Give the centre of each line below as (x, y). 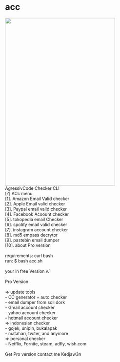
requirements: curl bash (29, 256)
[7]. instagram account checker (37, 230)
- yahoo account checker (30, 312)
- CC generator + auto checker (36, 297)
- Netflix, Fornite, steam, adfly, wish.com (46, 343)
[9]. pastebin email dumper (32, 240)
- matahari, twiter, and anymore (37, 333)
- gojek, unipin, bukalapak (31, 328)
